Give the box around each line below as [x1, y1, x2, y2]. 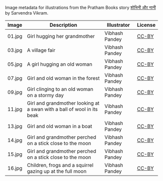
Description [49, 22, 78, 28]
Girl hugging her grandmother [27, 33, 95, 39]
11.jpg [7, 106, 23, 112]
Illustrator [106, 22, 130, 28]
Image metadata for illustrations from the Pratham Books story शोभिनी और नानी [5, 5, 156, 10]
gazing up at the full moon [27, 168, 87, 175]
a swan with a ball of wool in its [27, 106, 98, 112]
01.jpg [7, 33, 23, 39]
